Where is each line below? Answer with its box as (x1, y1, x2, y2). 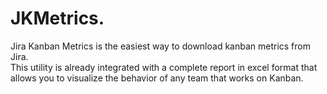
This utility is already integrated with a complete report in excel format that (10, 61, 318, 73)
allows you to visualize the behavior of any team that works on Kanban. (10, 72, 304, 84)
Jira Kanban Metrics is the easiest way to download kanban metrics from (10, 40, 311, 52)
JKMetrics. (10, 7, 105, 30)
